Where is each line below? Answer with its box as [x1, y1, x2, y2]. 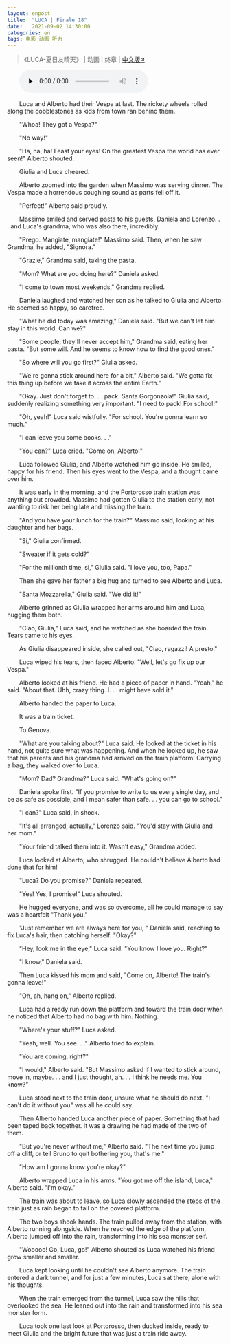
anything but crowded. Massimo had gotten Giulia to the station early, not [7, 495, 215, 504]
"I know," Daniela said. [19, 958, 82, 966]
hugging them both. [7, 610, 63, 619]
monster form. [7, 1309, 48, 1317]
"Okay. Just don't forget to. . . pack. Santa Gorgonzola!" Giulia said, [19, 392, 209, 401]
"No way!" [19, 134, 48, 142]
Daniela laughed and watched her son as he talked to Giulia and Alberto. [19, 297, 223, 305]
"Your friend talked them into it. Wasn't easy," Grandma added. [19, 842, 197, 851]
